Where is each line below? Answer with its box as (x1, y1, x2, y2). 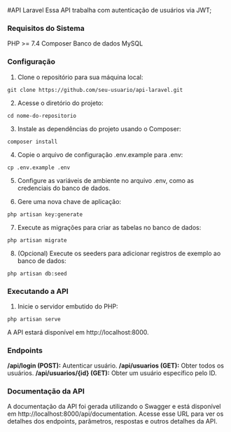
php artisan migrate (7, 236, 68, 244)
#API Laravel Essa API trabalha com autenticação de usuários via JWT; (7, 6, 212, 14)
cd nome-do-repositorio (7, 112, 77, 119)
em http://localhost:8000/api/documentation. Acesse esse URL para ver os (7, 410, 224, 418)
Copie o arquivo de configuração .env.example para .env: (17, 150, 183, 158)
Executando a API (7, 286, 69, 296)
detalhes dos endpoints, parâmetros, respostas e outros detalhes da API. (7, 417, 218, 426)
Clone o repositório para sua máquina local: (17, 73, 143, 81)
